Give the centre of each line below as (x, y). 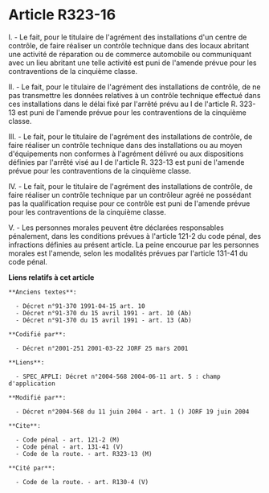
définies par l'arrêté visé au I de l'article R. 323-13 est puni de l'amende (126, 162)
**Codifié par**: (37, 334)
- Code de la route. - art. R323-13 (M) (84, 454)
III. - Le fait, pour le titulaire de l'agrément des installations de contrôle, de (130, 136)
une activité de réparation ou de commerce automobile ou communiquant (130, 54)
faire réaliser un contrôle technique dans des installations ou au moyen (125, 145)
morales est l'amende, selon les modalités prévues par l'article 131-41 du (128, 253)
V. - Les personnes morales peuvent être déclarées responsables (116, 228)
